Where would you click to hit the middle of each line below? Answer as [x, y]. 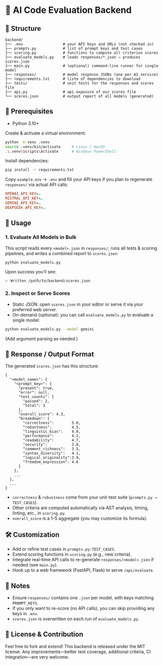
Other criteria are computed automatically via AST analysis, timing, [80, 508]
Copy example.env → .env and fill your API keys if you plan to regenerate [79, 179]
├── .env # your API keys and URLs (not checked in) [80, 44]
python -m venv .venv [27, 142]
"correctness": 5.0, [52, 423]
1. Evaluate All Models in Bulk [41, 237]
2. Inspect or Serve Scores [38, 293]
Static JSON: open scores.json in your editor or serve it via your [78, 304]
